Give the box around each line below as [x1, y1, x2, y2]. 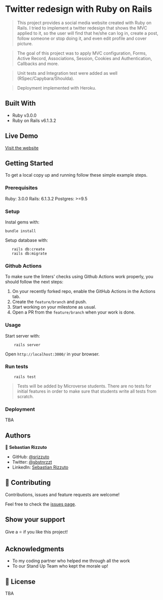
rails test [14, 374, 36, 379]
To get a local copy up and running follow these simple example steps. [5, 172, 148, 178]
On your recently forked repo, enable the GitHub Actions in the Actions [12, 288, 156, 294]
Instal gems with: [5, 219, 40, 225]
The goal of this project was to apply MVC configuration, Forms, [17, 50, 147, 56]
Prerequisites [5, 185, 38, 191]
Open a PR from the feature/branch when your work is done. [12, 309, 136, 316]
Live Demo [5, 132, 38, 140]
